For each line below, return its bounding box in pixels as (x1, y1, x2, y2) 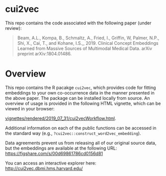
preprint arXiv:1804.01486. (17, 51, 72, 57)
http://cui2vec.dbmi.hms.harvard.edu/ (5, 165, 83, 171)
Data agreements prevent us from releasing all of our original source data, (5, 140, 157, 146)
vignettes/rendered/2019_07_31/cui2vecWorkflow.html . (5, 115, 116, 121)
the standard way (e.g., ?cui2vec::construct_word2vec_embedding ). (5, 130, 141, 136)
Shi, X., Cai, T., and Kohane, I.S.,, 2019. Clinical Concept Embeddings (17, 40, 159, 46)
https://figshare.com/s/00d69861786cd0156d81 (5, 150, 103, 156)
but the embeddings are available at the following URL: (5, 145, 117, 151)
